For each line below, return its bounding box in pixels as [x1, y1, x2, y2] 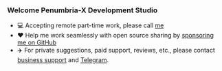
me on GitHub [16, 38, 57, 46]
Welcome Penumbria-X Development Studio [7, 5, 158, 15]
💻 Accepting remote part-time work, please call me [16, 21, 164, 29]
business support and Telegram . [16, 56, 109, 64]
